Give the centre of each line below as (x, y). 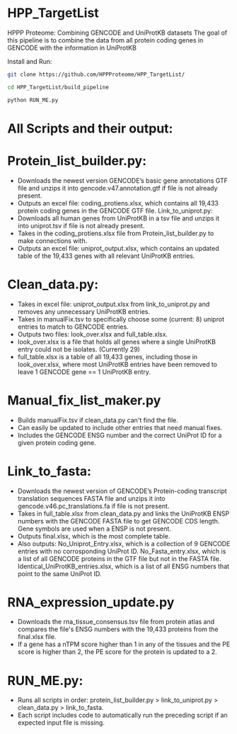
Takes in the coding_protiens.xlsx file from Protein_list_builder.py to (116, 233)
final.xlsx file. (37, 637)
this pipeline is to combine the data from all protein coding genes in (105, 40)
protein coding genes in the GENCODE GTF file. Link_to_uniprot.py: (115, 210)
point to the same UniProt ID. (59, 574)
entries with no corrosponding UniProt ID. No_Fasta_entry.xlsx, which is (122, 551)
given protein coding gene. (57, 442)
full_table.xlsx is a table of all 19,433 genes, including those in (108, 356)
